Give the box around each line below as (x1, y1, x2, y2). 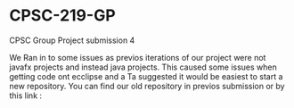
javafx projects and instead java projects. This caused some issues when (9, 62, 278, 72)
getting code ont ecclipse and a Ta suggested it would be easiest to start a (9, 71, 283, 81)
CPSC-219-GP (9, 5, 116, 26)
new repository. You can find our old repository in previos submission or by (9, 80, 285, 91)
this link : (9, 90, 43, 101)
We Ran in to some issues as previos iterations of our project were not (9, 52, 266, 62)
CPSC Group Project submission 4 (9, 35, 135, 46)
